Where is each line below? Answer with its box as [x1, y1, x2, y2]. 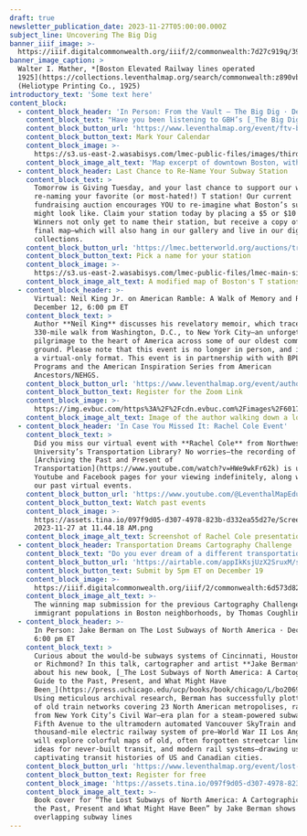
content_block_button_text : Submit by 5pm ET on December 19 [26, 566, 263, 575]
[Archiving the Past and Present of [33, 456, 174, 465]
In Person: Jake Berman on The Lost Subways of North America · [33, 626, 284, 635]
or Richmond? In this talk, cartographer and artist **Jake [33, 659, 268, 669]
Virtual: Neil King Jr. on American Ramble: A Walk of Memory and [33, 294, 292, 303]
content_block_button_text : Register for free [26, 770, 206, 779]
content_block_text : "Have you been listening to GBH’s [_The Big [26, 115, 284, 124]
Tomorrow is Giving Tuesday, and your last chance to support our [33, 184, 292, 193]
